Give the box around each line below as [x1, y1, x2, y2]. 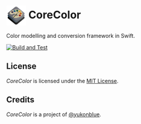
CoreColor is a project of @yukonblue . [6, 111, 101, 118]
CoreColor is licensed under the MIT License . [6, 77, 119, 84]
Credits [6, 95, 35, 105]
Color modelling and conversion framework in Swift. [6, 32, 136, 39]
